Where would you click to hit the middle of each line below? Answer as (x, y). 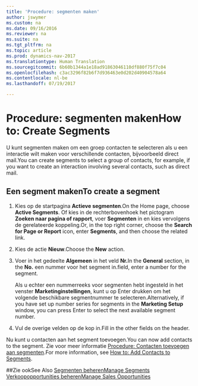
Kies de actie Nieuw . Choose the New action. (70, 249)
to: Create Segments (58, 131)
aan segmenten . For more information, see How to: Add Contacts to (88, 352)
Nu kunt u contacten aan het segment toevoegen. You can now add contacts (99, 340)
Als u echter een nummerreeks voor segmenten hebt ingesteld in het (99, 285)
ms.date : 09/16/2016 (32, 28)
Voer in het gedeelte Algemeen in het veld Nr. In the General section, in (102, 260)
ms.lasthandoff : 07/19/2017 (41, 84)
